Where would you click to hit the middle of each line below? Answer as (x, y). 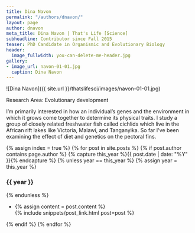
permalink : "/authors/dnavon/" (45, 17)
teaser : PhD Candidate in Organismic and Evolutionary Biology (86, 45)
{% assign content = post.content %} (60, 206)
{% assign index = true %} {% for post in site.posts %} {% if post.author (94, 148)
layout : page (22, 22)
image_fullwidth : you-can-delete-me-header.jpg (71, 55)
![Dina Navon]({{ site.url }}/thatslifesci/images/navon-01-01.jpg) (83, 88)
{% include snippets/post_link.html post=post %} (74, 212)
